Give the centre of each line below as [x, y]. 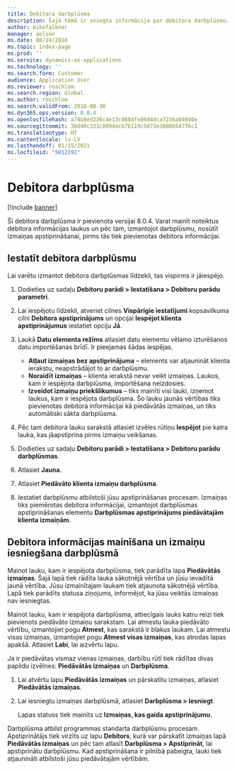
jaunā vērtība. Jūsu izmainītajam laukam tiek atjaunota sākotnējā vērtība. [114, 585]
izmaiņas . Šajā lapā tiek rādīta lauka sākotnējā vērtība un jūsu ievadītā [110, 578]
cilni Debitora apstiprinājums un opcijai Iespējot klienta [99, 318]
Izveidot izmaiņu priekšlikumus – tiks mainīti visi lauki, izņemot [121, 390]
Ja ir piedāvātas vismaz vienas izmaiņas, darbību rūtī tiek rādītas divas [110, 658]
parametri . [33, 297]
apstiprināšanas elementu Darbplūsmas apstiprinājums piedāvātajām [121, 512]
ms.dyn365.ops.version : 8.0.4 [52, 113]
